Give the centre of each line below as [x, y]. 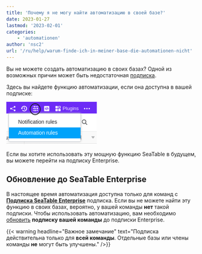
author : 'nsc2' [25, 45]
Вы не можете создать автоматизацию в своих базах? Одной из [89, 69]
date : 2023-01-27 [28, 19]
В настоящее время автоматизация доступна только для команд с [92, 194]
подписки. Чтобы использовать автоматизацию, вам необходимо [91, 213]
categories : [21, 32]
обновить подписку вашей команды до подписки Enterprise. [85, 220]
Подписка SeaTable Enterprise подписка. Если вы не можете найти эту [99, 200]
